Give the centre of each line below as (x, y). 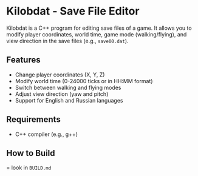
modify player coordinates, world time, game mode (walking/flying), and (97, 34)
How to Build (31, 153)
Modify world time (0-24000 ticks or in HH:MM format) (84, 81)
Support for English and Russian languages (69, 100)
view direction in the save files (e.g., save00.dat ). (67, 41)
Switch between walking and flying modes (68, 87)
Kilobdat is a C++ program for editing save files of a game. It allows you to (99, 28)
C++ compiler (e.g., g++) (46, 134)
